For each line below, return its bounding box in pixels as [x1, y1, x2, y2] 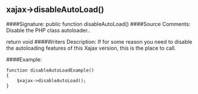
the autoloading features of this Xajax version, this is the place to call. [6, 44, 177, 51]
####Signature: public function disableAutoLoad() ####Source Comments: [6, 20, 191, 27]
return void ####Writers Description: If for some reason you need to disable [6, 38, 193, 45]
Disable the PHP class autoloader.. [6, 27, 90, 34]
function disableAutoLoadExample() [6, 67, 95, 73]
